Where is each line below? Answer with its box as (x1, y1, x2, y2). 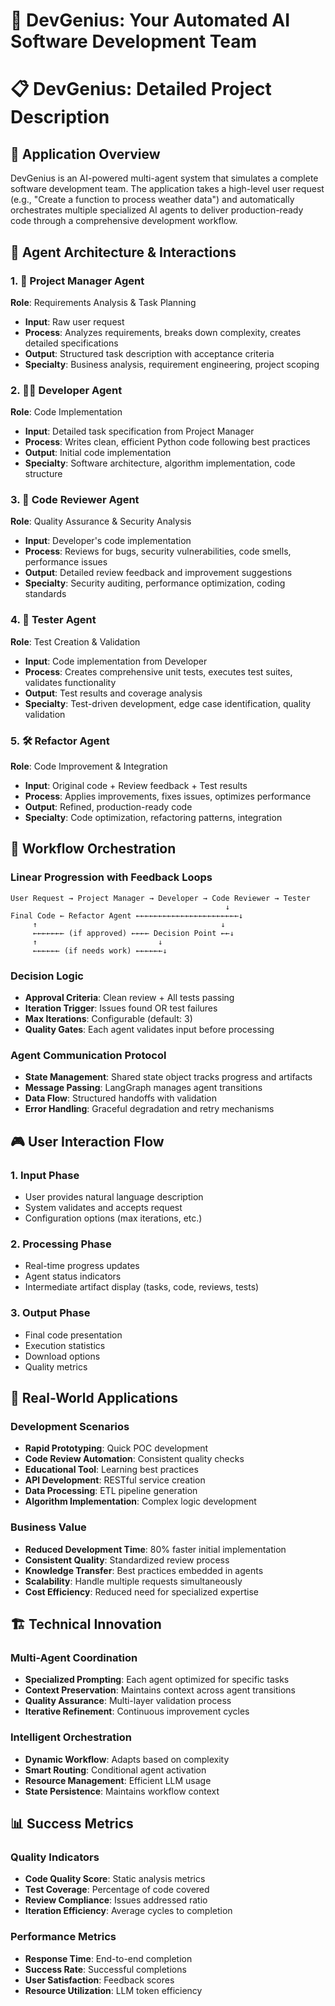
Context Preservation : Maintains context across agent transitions (24, 1684, 296, 1696)
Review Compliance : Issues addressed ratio (24, 1894, 208, 1906)
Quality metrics (24, 1360, 88, 1373)
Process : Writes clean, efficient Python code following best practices (24, 436, 311, 448)
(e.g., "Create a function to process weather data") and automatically (10, 194, 295, 206)
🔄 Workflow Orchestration (10, 840, 177, 858)
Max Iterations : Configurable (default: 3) (24, 1013, 193, 1025)
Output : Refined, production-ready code (24, 801, 193, 813)
